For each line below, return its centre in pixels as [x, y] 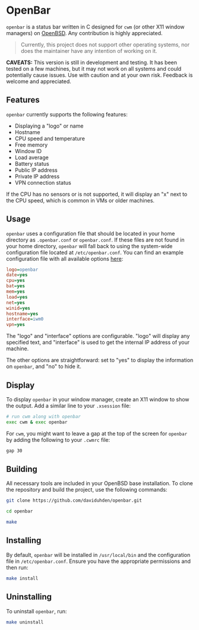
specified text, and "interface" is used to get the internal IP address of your [98, 343]
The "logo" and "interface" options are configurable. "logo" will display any [98, 336]
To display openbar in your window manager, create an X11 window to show [98, 399]
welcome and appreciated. [39, 81]
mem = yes [16, 292]
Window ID [28, 151]
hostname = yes [22, 314]
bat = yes [16, 286]
